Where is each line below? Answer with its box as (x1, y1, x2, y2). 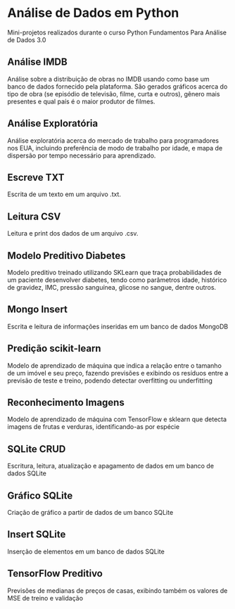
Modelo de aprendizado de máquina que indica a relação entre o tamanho (7, 361, 222, 370)
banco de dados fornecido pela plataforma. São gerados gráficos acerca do (7, 82, 228, 91)
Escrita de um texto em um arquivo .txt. (7, 190, 122, 198)
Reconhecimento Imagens (7, 397, 125, 409)
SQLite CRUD (7, 443, 66, 455)
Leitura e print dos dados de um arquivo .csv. (7, 229, 139, 238)
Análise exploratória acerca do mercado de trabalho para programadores (7, 136, 220, 145)
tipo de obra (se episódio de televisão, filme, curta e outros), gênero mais (7, 89, 220, 98)
